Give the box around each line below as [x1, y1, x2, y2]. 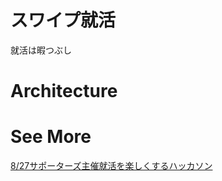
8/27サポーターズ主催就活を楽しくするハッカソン [10, 160, 213, 172]
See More [10, 126, 92, 148]
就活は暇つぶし [10, 44, 72, 56]
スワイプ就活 [10, 9, 117, 32]
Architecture [10, 80, 118, 103]
